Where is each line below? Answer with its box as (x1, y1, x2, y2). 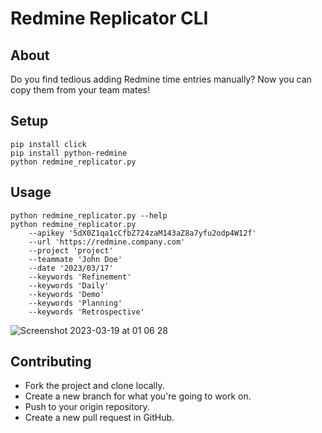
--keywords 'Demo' (28, 289, 105, 299)
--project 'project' (28, 245, 114, 256)
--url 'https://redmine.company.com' (28, 237, 186, 247)
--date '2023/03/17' (28, 263, 114, 273)
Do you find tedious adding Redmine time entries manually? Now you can (10, 73, 312, 85)
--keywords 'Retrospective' (28, 307, 145, 317)
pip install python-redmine (10, 148, 128, 158)
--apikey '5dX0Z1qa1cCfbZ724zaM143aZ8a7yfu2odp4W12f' (28, 228, 257, 238)
